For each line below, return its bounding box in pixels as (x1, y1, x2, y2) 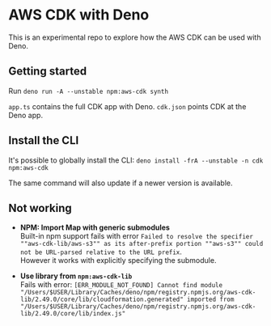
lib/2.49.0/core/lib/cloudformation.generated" (19, 295, 184, 304)
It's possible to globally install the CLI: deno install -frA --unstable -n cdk (8, 155, 264, 165)
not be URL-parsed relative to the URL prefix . (19, 247, 182, 256)
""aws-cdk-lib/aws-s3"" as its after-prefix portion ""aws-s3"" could (19, 240, 264, 248)
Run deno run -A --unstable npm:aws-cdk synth (8, 86, 168, 95)
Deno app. (8, 110, 43, 120)
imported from (187, 295, 235, 304)
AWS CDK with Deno (8, 6, 150, 24)
